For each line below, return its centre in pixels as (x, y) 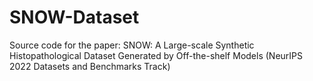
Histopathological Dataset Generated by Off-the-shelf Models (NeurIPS (156, 55)
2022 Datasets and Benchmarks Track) (90, 66)
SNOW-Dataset (74, 17)
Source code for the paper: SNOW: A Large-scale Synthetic (132, 45)
